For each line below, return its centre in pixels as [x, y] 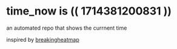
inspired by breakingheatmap [43, 39]
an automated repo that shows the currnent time [67, 28]
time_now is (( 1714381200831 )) [89, 11]
